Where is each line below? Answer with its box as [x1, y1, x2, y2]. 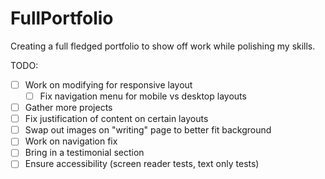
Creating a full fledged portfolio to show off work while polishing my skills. [10, 40, 316, 52]
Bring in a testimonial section [24, 147, 145, 159]
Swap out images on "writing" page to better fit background [24, 124, 272, 136]
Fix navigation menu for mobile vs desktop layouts [39, 90, 247, 102]
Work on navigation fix [24, 135, 118, 147]
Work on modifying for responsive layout [24, 78, 193, 91]
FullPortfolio [10, 7, 114, 30]
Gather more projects [24, 102, 113, 114]
